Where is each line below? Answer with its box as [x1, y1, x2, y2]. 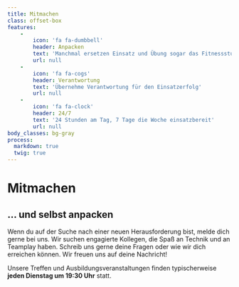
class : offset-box [7, 17, 62, 24]
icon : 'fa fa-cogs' [33, 70, 91, 77]
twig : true [14, 150, 46, 157]
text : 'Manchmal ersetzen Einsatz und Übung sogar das [33, 51, 199, 58]
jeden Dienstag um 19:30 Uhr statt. [7, 271, 112, 280]
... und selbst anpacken [7, 208, 114, 221]
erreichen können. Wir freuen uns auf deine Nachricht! [7, 250, 168, 259]
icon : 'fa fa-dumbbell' [33, 37, 103, 44]
